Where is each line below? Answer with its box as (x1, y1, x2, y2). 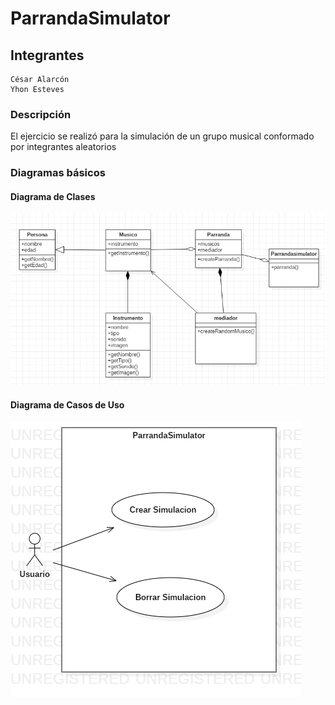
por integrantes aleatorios (10, 141, 117, 153)
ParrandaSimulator (10, 7, 171, 30)
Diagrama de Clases (10, 190, 96, 202)
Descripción (10, 107, 72, 121)
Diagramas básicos (10, 166, 106, 180)
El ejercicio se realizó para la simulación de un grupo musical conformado (10, 130, 315, 142)
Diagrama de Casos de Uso (10, 398, 125, 411)
